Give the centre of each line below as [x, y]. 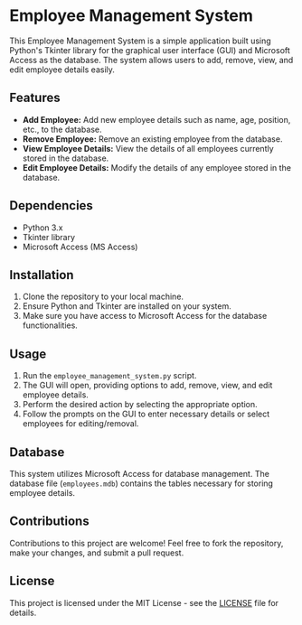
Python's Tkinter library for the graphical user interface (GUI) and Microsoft [150, 50]
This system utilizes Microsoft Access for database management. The [139, 474]
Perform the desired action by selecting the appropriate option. [140, 405]
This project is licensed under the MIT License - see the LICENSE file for [144, 602]
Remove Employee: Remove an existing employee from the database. [152, 139]
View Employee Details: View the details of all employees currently [148, 148]
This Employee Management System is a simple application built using [140, 41]
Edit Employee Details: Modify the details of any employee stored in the [157, 167]
